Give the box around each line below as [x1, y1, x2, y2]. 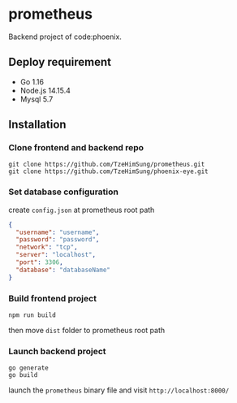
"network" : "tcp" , [15, 243, 79, 252]
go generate [8, 364, 49, 372]
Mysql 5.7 [19, 94, 54, 104]
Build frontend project [8, 292, 97, 304]
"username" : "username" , [15, 228, 100, 236]
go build [8, 371, 38, 379]
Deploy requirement [8, 55, 112, 69]
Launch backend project [8, 345, 107, 357]
